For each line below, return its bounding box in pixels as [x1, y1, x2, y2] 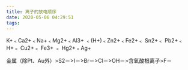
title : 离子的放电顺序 [6, 8, 57, 15]
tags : [6, 20, 20, 26]
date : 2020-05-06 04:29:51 [6, 14, 74, 20]
